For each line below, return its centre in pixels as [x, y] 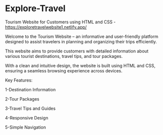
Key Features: [19, 80]
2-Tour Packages [22, 99]
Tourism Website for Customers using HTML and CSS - [60, 22]
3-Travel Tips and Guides [30, 108]
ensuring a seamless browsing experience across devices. [64, 70]
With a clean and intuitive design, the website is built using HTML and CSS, [80, 66]
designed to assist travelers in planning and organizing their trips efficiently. [81, 41]
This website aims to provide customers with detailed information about [77, 51]
